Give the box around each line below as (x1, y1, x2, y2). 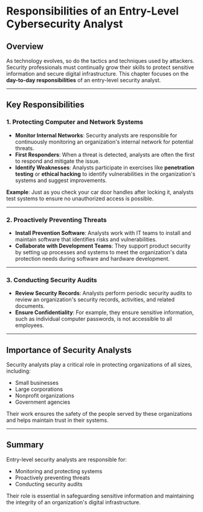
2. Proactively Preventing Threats (6, 215, 107, 224)
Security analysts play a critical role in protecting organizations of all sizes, (6, 361, 192, 369)
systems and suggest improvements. (14, 177, 107, 184)
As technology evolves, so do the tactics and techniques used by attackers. (6, 57, 195, 64)
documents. (14, 303, 45, 310)
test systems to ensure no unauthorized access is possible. (6, 195, 154, 202)
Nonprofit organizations (14, 392, 74, 399)
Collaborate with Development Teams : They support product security (14, 242, 191, 249)
